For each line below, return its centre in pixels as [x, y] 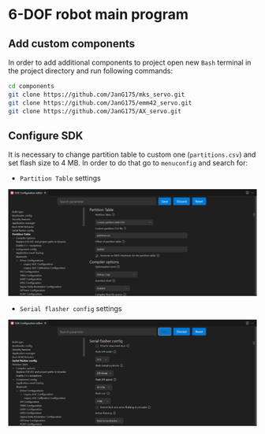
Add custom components [72, 44]
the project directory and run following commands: [91, 71]
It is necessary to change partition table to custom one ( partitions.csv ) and [132, 154]
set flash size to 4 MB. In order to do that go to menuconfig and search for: [128, 163]
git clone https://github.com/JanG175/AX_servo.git [95, 111]
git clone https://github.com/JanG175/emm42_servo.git [100, 103]
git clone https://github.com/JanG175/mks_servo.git [97, 95]
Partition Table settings [60, 178]
